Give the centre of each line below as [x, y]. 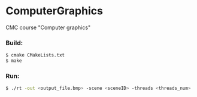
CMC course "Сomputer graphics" [48, 27]
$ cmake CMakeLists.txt [35, 55]
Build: [14, 43]
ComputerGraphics [54, 11]
